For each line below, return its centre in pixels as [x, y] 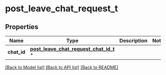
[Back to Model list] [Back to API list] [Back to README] [62, 67]
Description [133, 41]
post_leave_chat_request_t [62, 9]
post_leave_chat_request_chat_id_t [72, 49]
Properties [22, 27]
